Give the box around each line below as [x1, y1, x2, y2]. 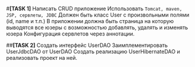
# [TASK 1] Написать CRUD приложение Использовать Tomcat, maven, [6, 5, 183, 12]
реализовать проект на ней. [6, 55, 77, 61]
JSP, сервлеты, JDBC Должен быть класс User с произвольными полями [6, 11, 190, 18]
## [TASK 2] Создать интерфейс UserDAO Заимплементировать [6, 42, 168, 49]
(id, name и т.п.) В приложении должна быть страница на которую [6, 18, 174, 24]
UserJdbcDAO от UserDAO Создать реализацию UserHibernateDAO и [6, 48, 180, 55]
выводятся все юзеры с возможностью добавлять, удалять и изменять [6, 24, 188, 31]
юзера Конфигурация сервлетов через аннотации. [6, 30, 135, 37]
